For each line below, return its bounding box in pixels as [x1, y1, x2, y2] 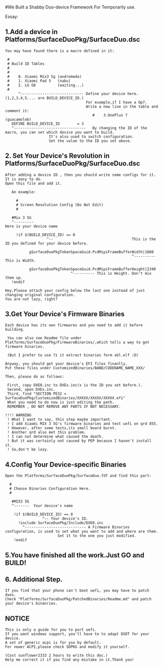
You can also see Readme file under [7, 335, 82, 341]
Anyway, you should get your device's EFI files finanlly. [5, 361, 128, 366]
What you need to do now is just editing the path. [7, 400, 115, 405]
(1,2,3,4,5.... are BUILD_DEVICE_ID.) [5, 95, 84, 100]
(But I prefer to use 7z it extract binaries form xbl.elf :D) [7, 353, 139, 358]
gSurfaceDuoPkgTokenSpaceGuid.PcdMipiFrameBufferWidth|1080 [29, 249, 154, 254]
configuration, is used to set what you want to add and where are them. [5, 529, 159, 534]
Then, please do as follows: [5, 374, 64, 379]
